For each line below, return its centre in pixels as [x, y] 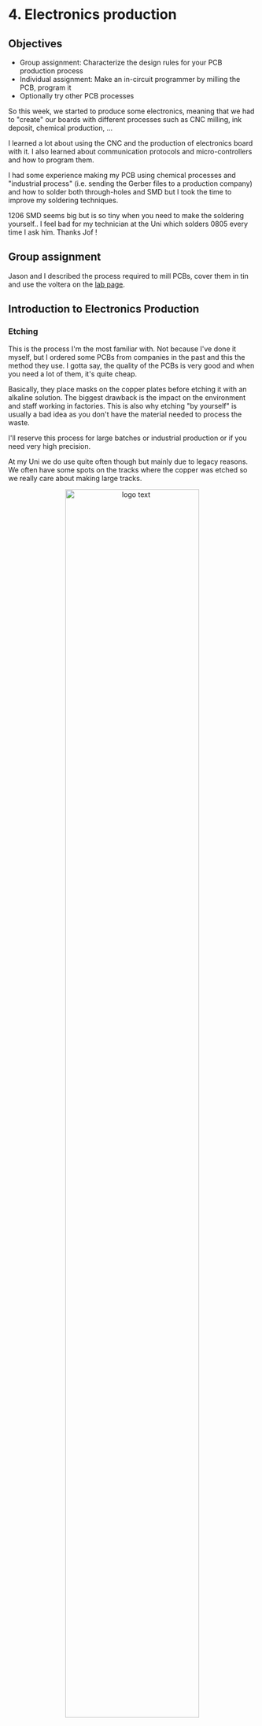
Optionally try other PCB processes [77, 96]
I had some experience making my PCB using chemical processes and [122, 175]
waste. [19, 422]
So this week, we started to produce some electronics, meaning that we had [131, 111]
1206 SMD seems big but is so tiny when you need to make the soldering [126, 215]
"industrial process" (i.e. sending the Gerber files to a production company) [131, 183]
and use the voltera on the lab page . [67, 284]
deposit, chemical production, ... [61, 128]
